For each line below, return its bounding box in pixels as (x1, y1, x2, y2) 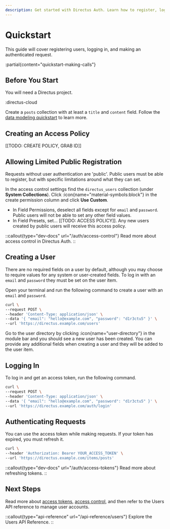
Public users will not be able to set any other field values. (12, 212, 132, 218)
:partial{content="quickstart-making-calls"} (5, 61, 96, 68)
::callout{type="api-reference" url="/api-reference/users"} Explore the (5, 513, 153, 519)
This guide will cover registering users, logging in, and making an (5, 46, 141, 52)
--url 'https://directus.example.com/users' (5, 321, 101, 326)
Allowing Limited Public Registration (5, 157, 122, 166)
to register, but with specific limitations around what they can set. (5, 176, 142, 182)
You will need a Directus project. (5, 89, 73, 95)
